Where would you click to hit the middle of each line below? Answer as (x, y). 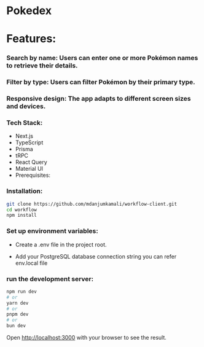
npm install (22, 216)
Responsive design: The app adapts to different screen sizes (99, 99)
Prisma (24, 149)
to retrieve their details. (42, 66)
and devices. (26, 106)
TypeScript (29, 142)
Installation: (25, 191)
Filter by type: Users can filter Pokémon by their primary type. (101, 82)
